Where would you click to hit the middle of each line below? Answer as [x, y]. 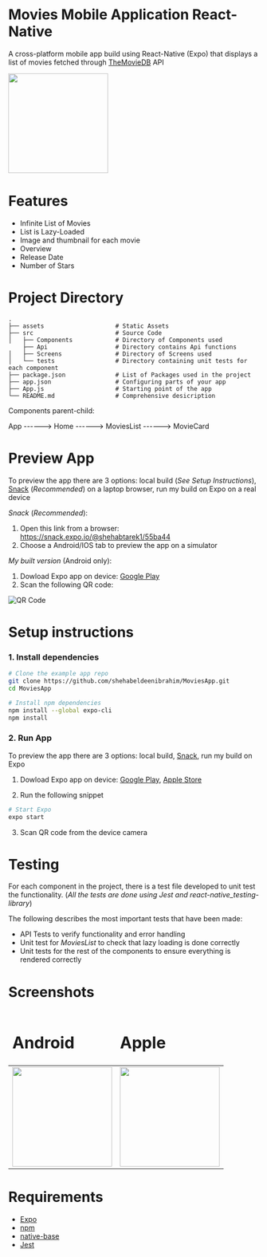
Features [38, 201]
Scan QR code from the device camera [83, 832]
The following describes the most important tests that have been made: [126, 919]
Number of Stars [47, 266]
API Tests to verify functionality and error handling [102, 934]
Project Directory [66, 298]
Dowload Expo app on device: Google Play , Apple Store [111, 779]
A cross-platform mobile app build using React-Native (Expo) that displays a [133, 53]
